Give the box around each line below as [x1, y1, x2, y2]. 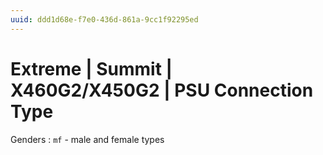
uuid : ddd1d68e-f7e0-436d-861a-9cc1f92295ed [10, 14, 199, 25]
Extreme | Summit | [10, 57, 173, 80]
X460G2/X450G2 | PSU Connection [10, 79, 314, 101]
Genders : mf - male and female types [10, 133, 165, 145]
